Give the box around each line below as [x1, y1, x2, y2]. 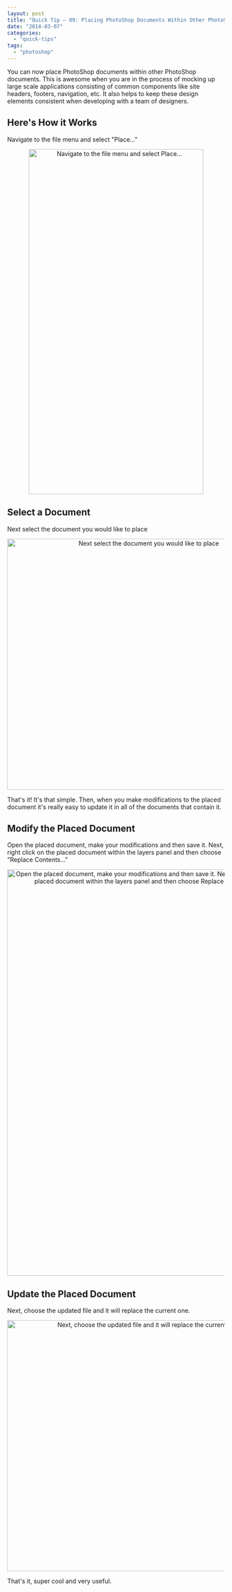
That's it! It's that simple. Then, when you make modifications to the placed [7, 795, 221, 804]
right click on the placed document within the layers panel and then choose [7, 848, 222, 857]
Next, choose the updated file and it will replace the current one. [7, 1306, 191, 1315]
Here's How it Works [7, 117, 97, 128]
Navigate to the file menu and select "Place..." [7, 135, 138, 144]
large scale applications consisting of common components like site [7, 82, 200, 90]
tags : [7, 42, 23, 49]
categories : [7, 29, 41, 37]
